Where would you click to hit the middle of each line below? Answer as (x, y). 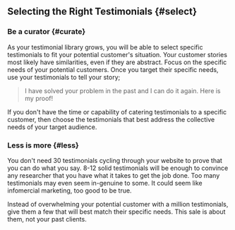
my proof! (39, 98)
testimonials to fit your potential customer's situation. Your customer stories (117, 54)
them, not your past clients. (47, 219)
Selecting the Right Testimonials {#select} (102, 12)
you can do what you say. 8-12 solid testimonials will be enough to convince (118, 168)
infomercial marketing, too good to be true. (70, 190)
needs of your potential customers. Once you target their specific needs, (113, 69)
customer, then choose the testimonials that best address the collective (111, 119)
